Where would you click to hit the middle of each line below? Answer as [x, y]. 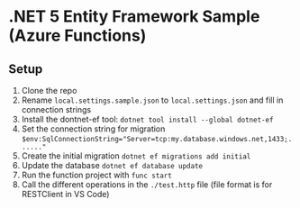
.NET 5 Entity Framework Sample [134, 17]
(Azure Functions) [77, 36]
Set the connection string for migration [93, 129]
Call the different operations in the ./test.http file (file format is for [147, 185]
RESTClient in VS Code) [65, 194]
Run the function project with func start [96, 175]
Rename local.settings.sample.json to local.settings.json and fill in [152, 100]
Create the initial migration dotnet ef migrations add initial [136, 156]
